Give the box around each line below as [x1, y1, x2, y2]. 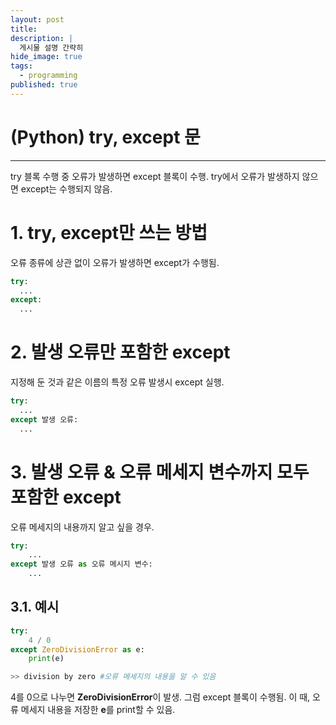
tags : [10, 61, 33, 71]
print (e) [28, 654, 65, 664]
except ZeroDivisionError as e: [10, 644, 145, 655]
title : [10, 24, 38, 34]
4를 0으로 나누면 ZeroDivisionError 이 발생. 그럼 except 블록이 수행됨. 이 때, [10, 691, 311, 703]
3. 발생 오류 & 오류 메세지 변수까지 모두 [10, 461, 310, 483]
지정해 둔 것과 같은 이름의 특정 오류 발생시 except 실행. [10, 376, 225, 388]
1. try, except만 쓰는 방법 [10, 221, 208, 244]
